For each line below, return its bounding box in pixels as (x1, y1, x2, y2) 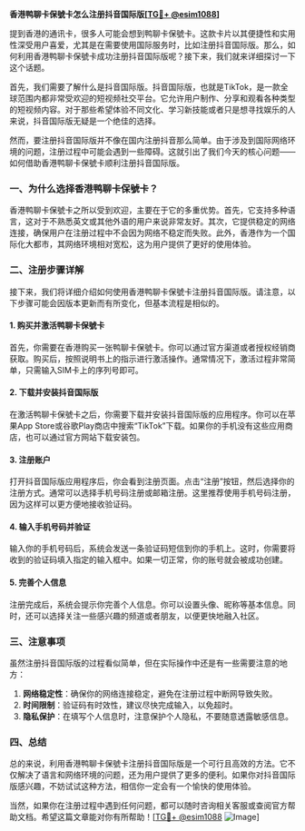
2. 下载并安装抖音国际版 (9, 387, 99, 398)
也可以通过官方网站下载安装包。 (25, 431, 145, 442)
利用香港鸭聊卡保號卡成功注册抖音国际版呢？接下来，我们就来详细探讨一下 (16, 51, 296, 62)
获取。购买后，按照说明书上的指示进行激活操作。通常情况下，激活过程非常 (9, 353, 288, 364)
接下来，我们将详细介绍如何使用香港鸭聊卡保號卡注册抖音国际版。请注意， (9, 286, 288, 297)
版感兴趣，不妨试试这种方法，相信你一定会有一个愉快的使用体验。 (9, 781, 256, 792)
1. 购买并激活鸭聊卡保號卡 (9, 320, 105, 331)
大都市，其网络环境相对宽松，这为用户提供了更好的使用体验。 (25, 239, 256, 250)
